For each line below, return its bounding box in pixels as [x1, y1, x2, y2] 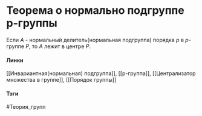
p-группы [6, 16, 57, 30]
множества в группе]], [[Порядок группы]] [6, 76, 117, 84]
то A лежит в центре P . [31, 43, 91, 50]
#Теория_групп [6, 103, 46, 111]
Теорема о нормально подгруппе [6, 4, 184, 17]
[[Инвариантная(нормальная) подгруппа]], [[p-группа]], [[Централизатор [6, 70, 196, 77]
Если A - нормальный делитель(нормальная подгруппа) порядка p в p [6, 36, 189, 43]
